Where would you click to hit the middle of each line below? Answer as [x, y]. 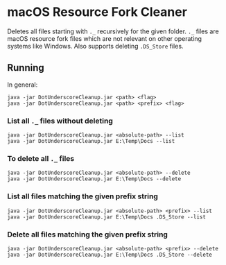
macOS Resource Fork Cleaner [97, 12]
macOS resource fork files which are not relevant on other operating [105, 38]
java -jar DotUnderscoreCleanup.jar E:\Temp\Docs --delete [94, 179]
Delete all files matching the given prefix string [88, 234]
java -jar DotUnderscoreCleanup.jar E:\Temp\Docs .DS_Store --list [107, 217]
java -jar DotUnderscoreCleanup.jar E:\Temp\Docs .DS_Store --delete [110, 255]
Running [26, 68]
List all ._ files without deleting [60, 121]
